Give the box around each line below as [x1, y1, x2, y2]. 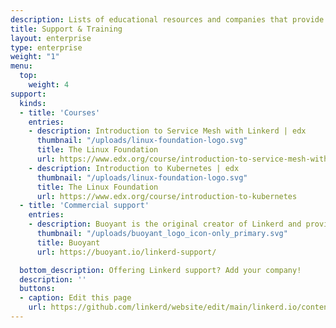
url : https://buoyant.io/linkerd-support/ [36, 247, 217, 257]
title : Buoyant [36, 237, 101, 248]
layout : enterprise [10, 33, 92, 43]
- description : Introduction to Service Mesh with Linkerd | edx [28, 126, 307, 136]
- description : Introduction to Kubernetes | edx [28, 163, 240, 173]
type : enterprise [10, 42, 83, 53]
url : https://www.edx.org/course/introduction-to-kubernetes [36, 191, 298, 201]
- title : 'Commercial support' [19, 201, 150, 211]
